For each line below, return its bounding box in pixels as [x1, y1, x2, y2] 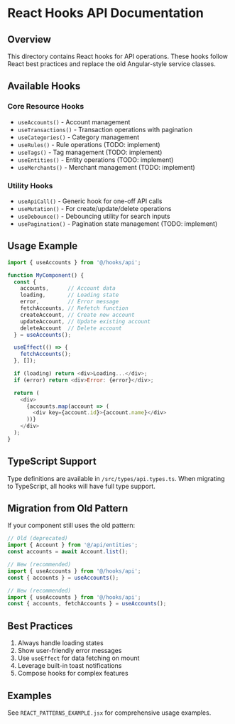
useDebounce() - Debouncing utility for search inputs [17, 212, 170, 220]
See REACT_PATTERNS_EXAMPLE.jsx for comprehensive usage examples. [7, 708, 212, 717]
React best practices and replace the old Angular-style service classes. [7, 60, 217, 68]
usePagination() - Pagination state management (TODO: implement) [17, 219, 218, 228]
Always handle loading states [17, 639, 104, 647]
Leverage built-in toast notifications [17, 661, 122, 670]
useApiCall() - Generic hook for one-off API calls [17, 197, 163, 205]
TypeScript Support [7, 455, 97, 468]
